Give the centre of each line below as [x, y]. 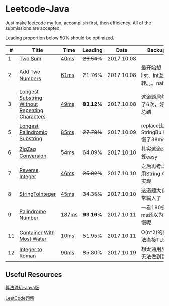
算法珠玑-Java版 [22, 287]
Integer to [31, 249]
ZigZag [28, 149]
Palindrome [33, 211]
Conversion [33, 156]
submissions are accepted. [33, 28]
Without [29, 104]
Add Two [30, 72]
